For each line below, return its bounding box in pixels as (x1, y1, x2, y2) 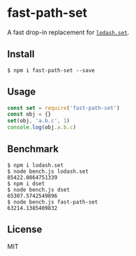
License (7, 224, 43, 236)
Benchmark (7, 143, 59, 155)
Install (7, 48, 35, 60)
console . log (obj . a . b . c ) (7, 124, 77, 131)
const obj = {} (7, 111, 52, 118)
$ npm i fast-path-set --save (7, 66, 96, 74)
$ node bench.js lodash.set (7, 168, 89, 175)
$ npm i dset (7, 180, 45, 187)
